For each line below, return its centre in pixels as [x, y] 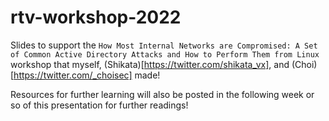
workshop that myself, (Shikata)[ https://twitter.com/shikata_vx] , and [150, 64]
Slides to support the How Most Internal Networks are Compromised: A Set [164, 45]
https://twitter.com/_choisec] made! [87, 75]
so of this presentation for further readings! [99, 105]
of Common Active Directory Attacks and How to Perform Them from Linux [165, 54]
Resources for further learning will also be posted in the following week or [162, 94]
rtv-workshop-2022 [96, 17]
